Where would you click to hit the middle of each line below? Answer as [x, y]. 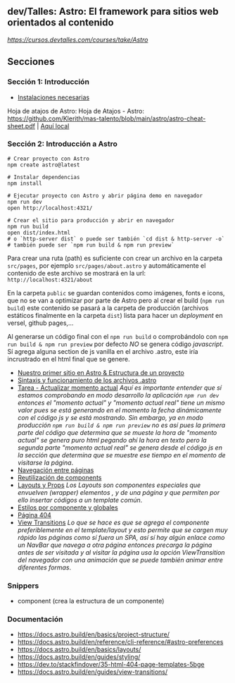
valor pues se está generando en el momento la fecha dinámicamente [119, 410]
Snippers [23, 586]
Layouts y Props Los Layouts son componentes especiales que [109, 485]
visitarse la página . [45, 462]
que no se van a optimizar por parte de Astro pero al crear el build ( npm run [116, 300]
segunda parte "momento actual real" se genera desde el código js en [120, 448]
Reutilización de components [59, 477]
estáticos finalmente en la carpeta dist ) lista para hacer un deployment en [115, 315]
